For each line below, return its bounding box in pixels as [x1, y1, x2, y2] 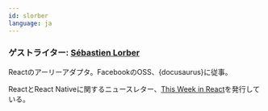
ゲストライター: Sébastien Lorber [8, 47, 140, 59]
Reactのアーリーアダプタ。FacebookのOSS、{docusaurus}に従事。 [8, 67, 232, 76]
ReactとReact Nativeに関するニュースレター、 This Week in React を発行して [8, 84, 261, 93]
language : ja [8, 19, 52, 27]
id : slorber [8, 11, 48, 20]
